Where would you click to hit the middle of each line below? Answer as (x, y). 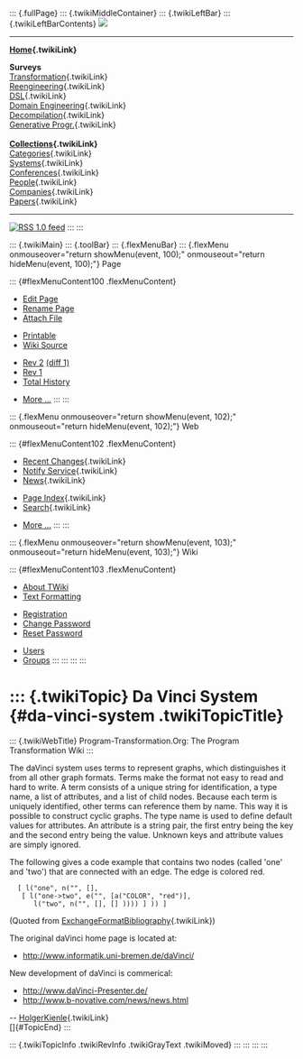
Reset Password (52, 633)
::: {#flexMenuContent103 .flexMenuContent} (93, 569)
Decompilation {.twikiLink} (57, 115)
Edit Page (40, 299)
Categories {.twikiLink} (50, 153)
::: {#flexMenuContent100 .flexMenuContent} (93, 281)
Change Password (56, 623)
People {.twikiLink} (43, 182)
